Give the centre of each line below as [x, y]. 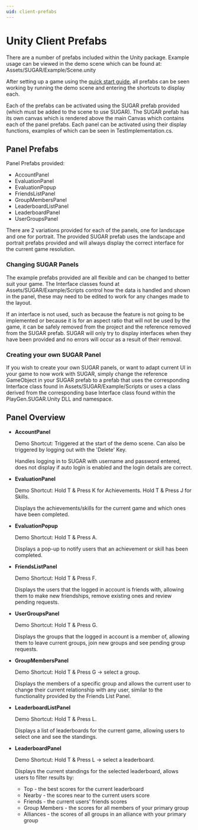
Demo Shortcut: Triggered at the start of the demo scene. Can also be [100, 443]
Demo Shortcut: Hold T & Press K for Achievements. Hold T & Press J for [103, 490]
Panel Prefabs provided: [35, 163]
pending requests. [37, 602]
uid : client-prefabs [32, 12]
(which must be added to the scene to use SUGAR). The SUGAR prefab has [98, 112]
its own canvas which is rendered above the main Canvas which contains [95, 118]
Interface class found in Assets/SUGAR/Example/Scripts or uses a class [93, 386]
